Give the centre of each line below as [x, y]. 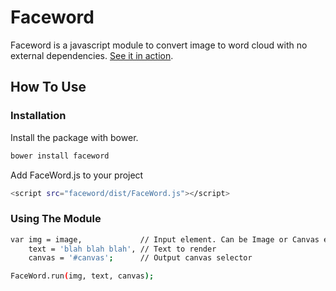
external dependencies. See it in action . [92, 55]
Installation [38, 116]
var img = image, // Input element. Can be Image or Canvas [165, 239]
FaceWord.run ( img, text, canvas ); [82, 276]
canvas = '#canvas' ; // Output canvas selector [140, 258]
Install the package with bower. [74, 137]
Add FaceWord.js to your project [77, 175]
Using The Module [56, 219]
